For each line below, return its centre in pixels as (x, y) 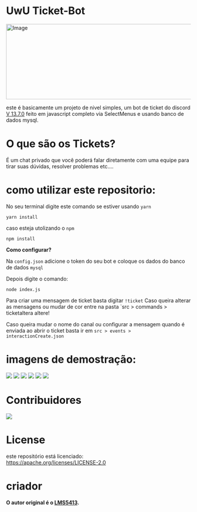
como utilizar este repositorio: (81, 190)
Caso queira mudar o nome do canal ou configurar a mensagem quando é (95, 324)
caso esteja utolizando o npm (40, 228)
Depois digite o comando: (37, 279)
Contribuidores (44, 400)
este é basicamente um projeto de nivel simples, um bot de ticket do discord (98, 108)
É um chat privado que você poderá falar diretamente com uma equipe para (98, 160)
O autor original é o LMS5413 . (43, 502)
